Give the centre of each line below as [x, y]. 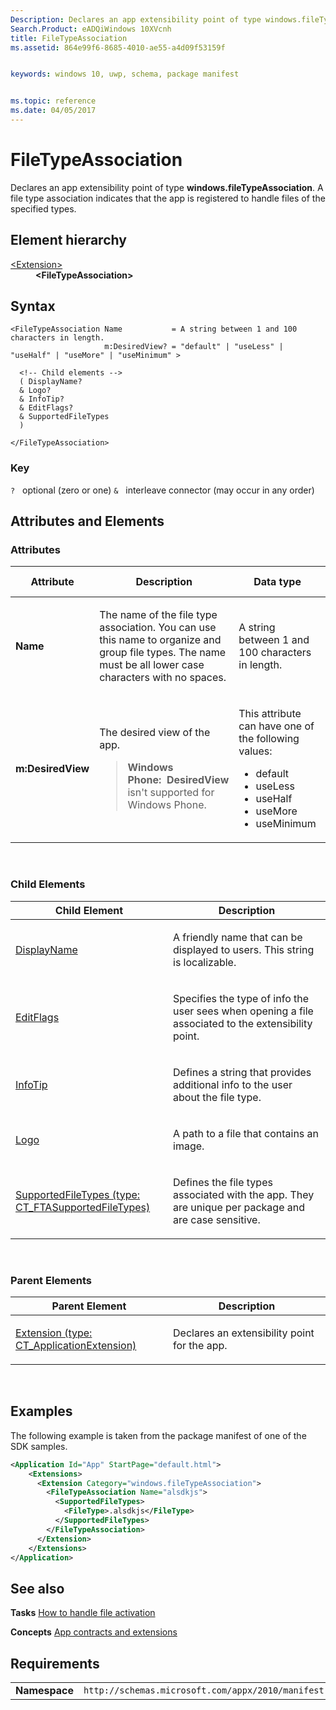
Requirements [55, 1663]
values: [255, 751]
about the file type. [217, 1097]
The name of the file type [158, 615]
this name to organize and [160, 640]
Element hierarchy [68, 240]
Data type [277, 582]
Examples [41, 1411]
